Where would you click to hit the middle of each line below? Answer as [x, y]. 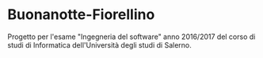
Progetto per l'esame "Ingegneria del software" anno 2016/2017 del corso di [131, 37]
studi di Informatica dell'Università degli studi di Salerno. [99, 44]
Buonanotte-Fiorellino [81, 15]
